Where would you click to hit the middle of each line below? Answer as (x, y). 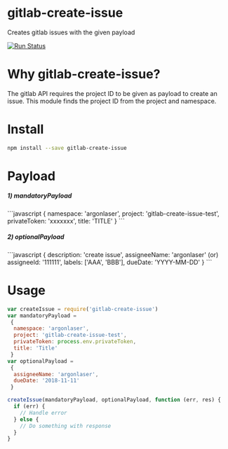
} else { (26, 419)
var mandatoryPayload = (42, 316)
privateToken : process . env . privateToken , (75, 342)
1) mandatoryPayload (40, 196)
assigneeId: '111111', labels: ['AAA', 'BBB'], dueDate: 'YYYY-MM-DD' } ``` (110, 262)
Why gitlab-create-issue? (84, 74)
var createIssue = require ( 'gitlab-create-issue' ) (83, 309)
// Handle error (44, 413)
